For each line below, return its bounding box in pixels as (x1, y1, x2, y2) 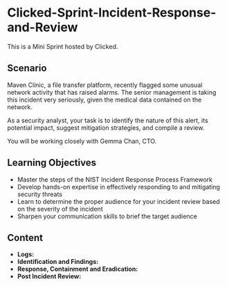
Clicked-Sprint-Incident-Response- (7, 5, 217, 21)
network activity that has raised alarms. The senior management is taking (7, 88, 217, 96)
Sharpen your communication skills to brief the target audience (17, 212, 197, 220)
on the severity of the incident (17, 204, 103, 213)
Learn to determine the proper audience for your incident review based (17, 197, 220, 205)
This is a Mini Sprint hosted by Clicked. (7, 42, 118, 50)
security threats (17, 190, 62, 198)
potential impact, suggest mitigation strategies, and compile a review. (7, 123, 205, 132)
